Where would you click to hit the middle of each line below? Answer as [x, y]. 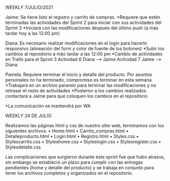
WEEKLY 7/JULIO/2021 [29, 7]
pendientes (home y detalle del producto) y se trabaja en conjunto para [80, 168]
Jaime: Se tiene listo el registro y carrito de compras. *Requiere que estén [83, 17]
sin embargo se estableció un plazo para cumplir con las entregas [74, 162]
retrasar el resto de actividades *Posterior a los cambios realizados [76, 90]
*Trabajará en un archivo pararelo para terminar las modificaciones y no [81, 85]
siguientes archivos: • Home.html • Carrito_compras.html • [67, 131]
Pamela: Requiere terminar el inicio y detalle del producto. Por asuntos [79, 75]
